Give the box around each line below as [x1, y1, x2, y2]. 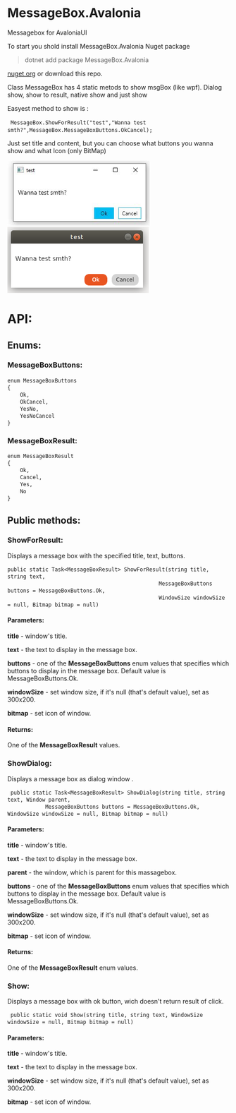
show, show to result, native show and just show [7, 90, 148, 99]
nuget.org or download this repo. [7, 69, 103, 78]
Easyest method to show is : [7, 104, 89, 112]
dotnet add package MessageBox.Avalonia [24, 55, 149, 64]
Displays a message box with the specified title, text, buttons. [7, 551, 185, 560]
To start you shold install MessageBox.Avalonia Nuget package [7, 42, 190, 50]
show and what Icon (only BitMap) [7, 146, 107, 155]
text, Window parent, [7, 796, 71, 803]
